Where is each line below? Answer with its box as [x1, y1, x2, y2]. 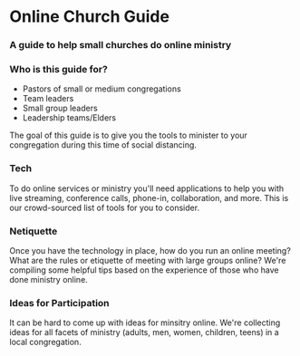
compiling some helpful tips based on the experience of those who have [9, 265, 279, 275]
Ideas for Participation [9, 296, 111, 309]
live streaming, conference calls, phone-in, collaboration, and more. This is [9, 192, 289, 203]
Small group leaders [22, 102, 98, 114]
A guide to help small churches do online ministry [9, 39, 232, 52]
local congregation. [9, 337, 82, 348]
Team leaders [22, 93, 74, 104]
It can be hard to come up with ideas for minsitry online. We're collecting [9, 317, 281, 328]
